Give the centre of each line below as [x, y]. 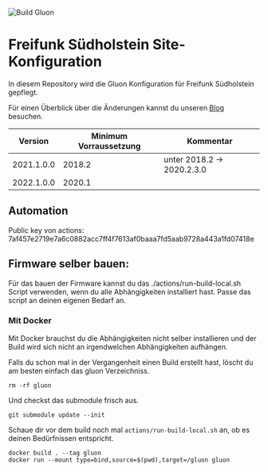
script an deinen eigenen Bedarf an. [67, 300]
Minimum [109, 136]
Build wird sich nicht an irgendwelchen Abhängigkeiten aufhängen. [118, 346]
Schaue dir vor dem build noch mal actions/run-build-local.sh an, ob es [129, 430]
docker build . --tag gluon [55, 453]
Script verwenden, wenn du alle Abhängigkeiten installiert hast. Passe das [130, 291]
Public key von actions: [46, 230]
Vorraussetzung [109, 146]
